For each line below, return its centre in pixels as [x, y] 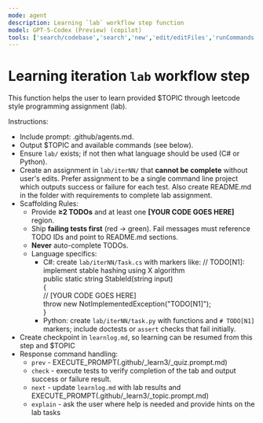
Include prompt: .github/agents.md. [77, 137]
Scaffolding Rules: [49, 204]
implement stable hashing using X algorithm [114, 270]
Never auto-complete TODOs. [80, 245]
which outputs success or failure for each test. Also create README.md [135, 187]
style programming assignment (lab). [68, 106]
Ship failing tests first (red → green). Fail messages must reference [141, 229]
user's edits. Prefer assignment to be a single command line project [128, 178]
